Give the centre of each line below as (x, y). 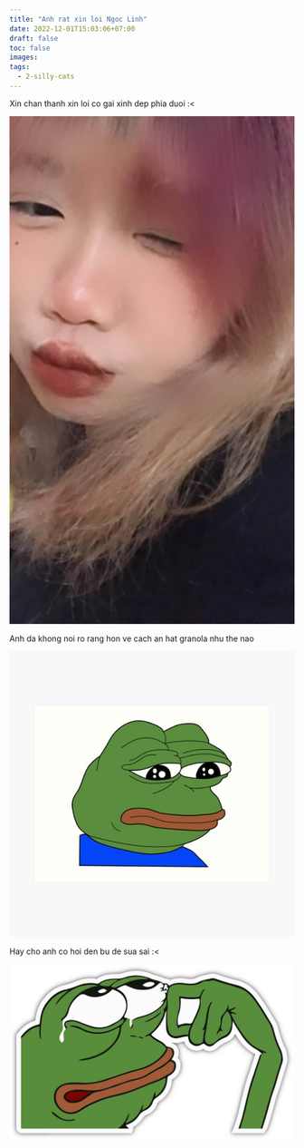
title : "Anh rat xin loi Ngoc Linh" (78, 19)
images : (24, 58)
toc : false (30, 48)
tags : (19, 67)
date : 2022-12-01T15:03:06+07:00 (72, 29)
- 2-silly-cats (46, 77)
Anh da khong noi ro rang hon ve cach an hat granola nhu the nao (132, 638)
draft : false (34, 38)
